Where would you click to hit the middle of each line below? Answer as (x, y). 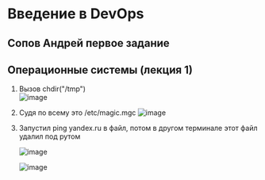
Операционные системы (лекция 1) (100, 69)
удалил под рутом (50, 136)
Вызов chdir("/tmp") (52, 89)
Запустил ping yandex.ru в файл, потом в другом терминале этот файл (138, 128)
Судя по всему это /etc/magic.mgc (77, 113)
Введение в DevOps (76, 14)
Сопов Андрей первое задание (88, 43)
